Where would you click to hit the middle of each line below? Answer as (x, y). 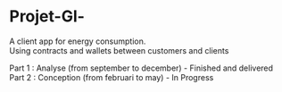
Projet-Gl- (47, 17)
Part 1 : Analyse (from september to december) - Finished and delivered (141, 68)
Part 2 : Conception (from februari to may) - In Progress (112, 77)
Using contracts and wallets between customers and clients (119, 50)
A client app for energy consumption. (78, 41)
